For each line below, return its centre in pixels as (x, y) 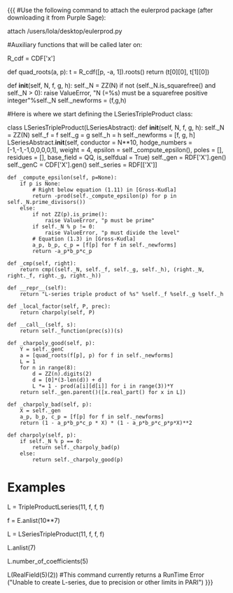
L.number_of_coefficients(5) (48, 561)
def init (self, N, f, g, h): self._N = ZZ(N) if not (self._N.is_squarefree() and (112, 86)
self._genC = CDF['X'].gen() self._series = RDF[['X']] (82, 165)
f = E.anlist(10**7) (34, 520)
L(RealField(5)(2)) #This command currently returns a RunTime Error (106, 575)
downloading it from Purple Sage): (57, 18)
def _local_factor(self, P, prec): (59, 306)
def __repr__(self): (37, 288)
